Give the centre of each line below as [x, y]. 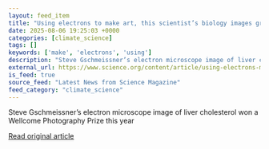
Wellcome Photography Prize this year [71, 121]
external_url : [32, 68]
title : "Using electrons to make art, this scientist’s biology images [130, 23]
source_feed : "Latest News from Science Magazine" [94, 82]
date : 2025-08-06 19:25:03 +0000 [64, 30]
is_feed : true [32, 75]
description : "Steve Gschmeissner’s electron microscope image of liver [132, 61]
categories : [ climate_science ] [60, 38]
